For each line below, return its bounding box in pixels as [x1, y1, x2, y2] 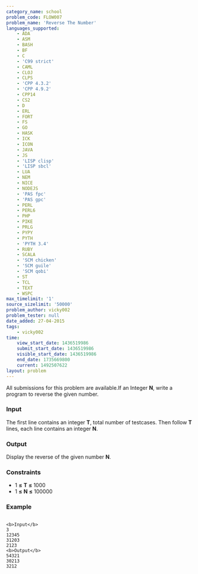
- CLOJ [17, 70, 33, 75]
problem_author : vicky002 [6, 307, 70, 313]
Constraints [6, 468, 41, 477]
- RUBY [17, 246, 33, 253]
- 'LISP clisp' [17, 158, 55, 164]
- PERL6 [17, 207, 36, 214]
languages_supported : [6, 25, 60, 31]
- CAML [17, 64, 33, 70]
